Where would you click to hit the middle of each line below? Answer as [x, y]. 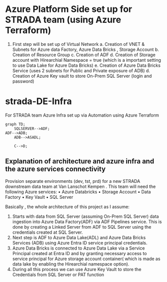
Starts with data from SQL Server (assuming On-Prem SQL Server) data [85, 216]
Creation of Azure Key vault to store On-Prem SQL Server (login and [82, 76]
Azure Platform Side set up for [69, 9]
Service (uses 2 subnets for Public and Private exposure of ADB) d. [81, 70]
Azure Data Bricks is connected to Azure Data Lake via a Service [79, 248]
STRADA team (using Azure [63, 20]
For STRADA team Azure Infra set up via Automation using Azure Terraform [82, 115]
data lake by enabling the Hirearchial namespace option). [71, 264]
